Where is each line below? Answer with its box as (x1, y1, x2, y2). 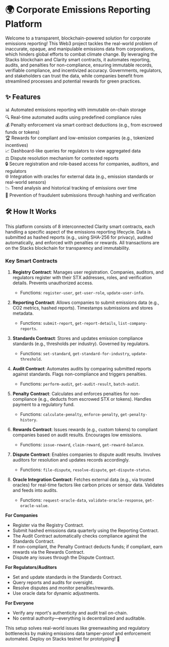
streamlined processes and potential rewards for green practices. (5, 78, 141, 84)
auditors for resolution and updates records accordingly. (12, 456, 130, 463)
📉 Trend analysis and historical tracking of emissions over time (5, 184, 137, 191)
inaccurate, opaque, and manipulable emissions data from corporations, (5, 46, 155, 52)
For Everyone (5, 600, 34, 606)
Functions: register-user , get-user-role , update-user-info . (20, 289, 145, 295)
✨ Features (5, 93, 41, 101)
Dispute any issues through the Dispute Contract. (12, 554, 115, 560)
